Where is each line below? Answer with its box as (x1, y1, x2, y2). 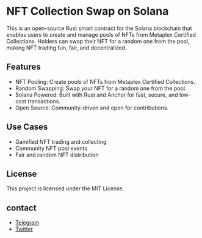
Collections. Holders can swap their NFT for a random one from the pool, (6, 37, 190, 45)
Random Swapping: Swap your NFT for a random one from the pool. (15, 84, 187, 92)
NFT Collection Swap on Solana (6, 4, 169, 18)
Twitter (15, 225, 34, 233)
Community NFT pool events (15, 144, 87, 152)
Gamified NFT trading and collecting (15, 138, 107, 145)
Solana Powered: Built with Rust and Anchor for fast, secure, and (15, 91, 178, 99)
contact (6, 203, 37, 213)
